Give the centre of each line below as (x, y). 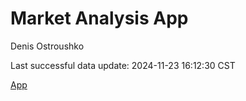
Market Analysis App (99, 18)
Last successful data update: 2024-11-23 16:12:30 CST (123, 65)
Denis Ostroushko (47, 46)
